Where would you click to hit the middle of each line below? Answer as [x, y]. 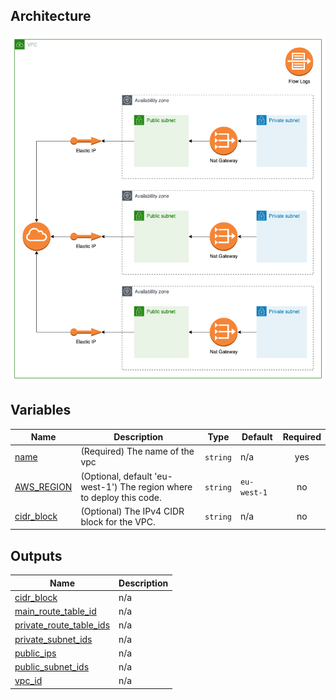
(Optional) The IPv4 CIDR [132, 511]
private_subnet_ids [53, 639]
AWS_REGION [43, 486]
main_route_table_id [55, 611]
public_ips [35, 653]
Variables [41, 410]
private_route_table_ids [62, 625]
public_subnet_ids [52, 667]
